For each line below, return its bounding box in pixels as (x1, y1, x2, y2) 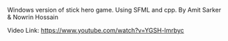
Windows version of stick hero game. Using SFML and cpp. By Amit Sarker (7, 6, 221, 14)
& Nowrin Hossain (7, 13, 59, 21)
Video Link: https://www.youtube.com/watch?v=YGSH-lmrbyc (7, 27, 184, 34)
